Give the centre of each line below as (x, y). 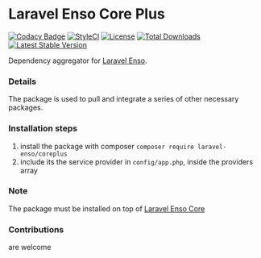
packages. (26, 108)
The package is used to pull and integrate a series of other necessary (124, 99)
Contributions (36, 229)
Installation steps (43, 128)
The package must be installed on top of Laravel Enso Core (107, 208)
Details (23, 81)
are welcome (30, 248)
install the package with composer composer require (107, 146)
